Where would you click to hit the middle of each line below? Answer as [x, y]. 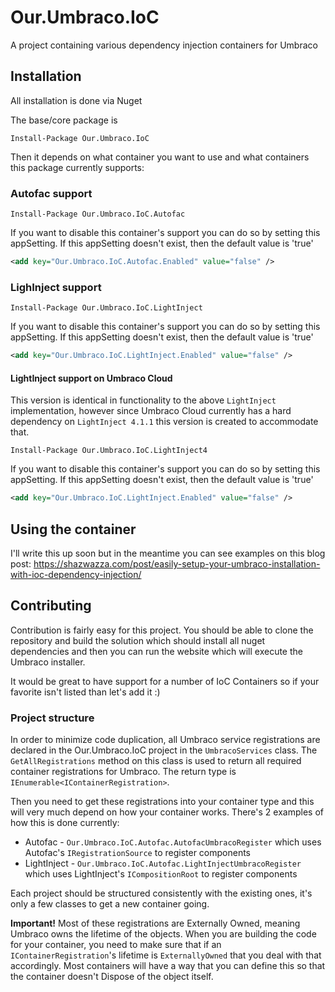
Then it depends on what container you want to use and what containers [160, 157]
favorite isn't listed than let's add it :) [85, 692]
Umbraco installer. [48, 662]
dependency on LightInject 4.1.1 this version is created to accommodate [164, 422]
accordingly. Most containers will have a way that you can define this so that [168, 966]
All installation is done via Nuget [76, 100]
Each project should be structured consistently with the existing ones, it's [161, 893]
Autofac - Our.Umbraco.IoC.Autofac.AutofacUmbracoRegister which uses [173, 842]
